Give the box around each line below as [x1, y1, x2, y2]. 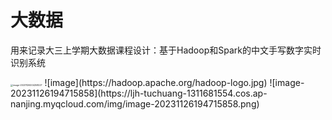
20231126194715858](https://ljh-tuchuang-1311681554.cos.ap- [10, 87, 268, 99]
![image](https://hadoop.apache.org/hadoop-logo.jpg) [44, 76, 268, 88]
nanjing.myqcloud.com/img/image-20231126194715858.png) [10, 97, 260, 110]
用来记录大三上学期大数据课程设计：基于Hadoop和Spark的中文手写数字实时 [10, 44, 322, 56]
